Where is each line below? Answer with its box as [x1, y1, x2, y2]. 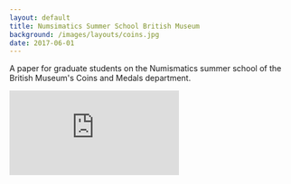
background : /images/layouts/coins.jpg [9, 30, 160, 39]
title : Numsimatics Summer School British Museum [9, 22, 201, 31]
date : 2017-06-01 [9, 38, 75, 48]
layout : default [9, 13, 70, 23]
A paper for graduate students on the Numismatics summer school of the [9, 63, 282, 74]
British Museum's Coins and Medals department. [9, 73, 192, 84]
